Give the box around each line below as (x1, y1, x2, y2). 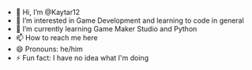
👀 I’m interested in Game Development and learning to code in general (15, 16, 245, 25)
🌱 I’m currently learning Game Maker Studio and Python (15, 24, 197, 33)
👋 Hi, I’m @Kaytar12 (15, 8, 81, 17)
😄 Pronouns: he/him (15, 44, 83, 53)
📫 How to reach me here (15, 33, 98, 42)
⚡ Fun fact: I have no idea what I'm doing (15, 53, 149, 62)
